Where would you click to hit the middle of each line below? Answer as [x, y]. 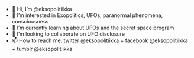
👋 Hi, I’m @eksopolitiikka [42, 9]
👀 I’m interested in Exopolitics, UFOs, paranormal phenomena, [87, 15]
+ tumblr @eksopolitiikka [42, 49]
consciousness [30, 21]
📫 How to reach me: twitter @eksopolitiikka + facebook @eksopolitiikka [100, 40]
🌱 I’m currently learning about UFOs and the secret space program [93, 28]
